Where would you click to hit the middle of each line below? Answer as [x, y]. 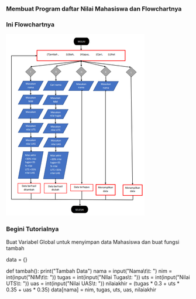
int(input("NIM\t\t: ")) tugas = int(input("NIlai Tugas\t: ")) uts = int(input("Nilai [98, 277]
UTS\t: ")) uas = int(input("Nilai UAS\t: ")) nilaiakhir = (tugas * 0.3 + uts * [93, 283]
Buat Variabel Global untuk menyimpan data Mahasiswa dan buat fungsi [93, 242]
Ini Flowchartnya [30, 24]
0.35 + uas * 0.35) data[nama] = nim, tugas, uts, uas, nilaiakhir [81, 290]
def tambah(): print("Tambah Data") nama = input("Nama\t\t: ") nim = [89, 271]
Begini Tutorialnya [32, 229]
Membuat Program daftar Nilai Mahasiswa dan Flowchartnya [94, 9]
